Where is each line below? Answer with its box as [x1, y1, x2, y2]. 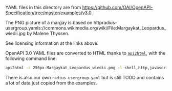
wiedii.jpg [5, 31, 26, 36]
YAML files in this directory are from [5, 5, 81, 10]
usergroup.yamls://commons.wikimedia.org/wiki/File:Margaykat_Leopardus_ [5, 25, 166, 31]
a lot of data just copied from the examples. [5, 80, 97, 86]
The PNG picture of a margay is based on [5, 20, 93, 25]
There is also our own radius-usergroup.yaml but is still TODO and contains [5, 74, 164, 80]
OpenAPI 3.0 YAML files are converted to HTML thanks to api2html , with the [5, 50, 166, 56]
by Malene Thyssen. [26, 31, 70, 36]
